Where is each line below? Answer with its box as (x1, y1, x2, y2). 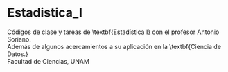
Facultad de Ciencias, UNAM (7, 57, 90, 65)
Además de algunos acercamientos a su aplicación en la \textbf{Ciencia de (7, 42, 222, 51)
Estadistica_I (7, 5, 83, 21)
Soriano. (7, 35, 31, 43)
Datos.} (7, 50, 29, 58)
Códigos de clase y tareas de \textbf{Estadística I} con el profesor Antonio (7, 28, 220, 36)
